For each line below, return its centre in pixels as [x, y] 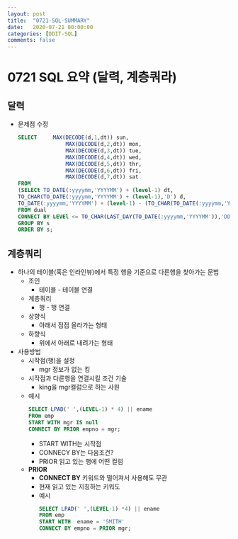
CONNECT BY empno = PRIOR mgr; [85, 528]
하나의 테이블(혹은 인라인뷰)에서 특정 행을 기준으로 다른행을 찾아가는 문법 [118, 272]
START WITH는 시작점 [70, 443]
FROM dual [32, 210]
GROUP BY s [34, 223]
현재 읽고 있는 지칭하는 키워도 [79, 487]
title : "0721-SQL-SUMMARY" [49, 21]
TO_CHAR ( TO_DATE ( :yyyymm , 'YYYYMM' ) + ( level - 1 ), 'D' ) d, [102, 197]
